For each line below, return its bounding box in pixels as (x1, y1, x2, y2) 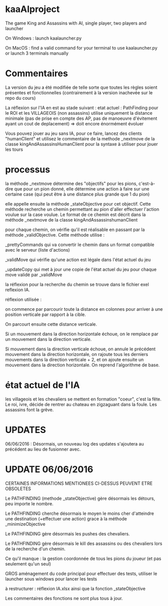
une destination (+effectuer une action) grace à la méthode (5, 515, 127, 522)
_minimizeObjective (5, 521, 46, 527)
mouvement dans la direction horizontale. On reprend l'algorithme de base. (5, 362, 160, 368)
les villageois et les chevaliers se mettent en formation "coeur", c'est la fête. (5, 396, 161, 402)
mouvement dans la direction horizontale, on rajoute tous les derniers (5, 351, 148, 357)
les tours (5, 146, 23, 152)
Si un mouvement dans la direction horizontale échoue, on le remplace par (5, 331, 158, 337)
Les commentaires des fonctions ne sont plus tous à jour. (5, 595, 123, 601)
